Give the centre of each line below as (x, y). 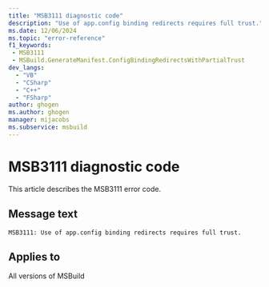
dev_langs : (26, 68)
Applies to (34, 257)
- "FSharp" (34, 98)
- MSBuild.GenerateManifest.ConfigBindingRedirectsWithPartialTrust (128, 61)
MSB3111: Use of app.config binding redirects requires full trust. (125, 233)
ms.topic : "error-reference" (57, 38)
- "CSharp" (34, 82)
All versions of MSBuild (47, 276)
